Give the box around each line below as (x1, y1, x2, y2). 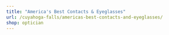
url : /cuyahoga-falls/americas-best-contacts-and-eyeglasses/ (6, 14, 163, 20)
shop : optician (6, 20, 44, 26)
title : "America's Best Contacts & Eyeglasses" (6, 8, 126, 15)
